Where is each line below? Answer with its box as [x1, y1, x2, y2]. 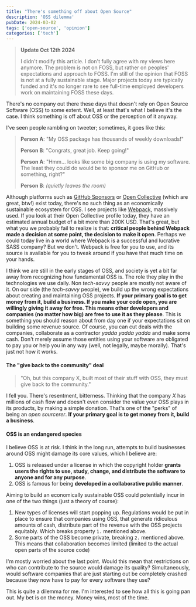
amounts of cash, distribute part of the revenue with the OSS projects [14, 521, 183, 528]
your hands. [6, 256, 35, 263]
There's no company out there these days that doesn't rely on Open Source [6, 100, 188, 107]
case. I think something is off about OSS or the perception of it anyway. [6, 113, 178, 120]
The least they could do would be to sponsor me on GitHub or [20, 165, 170, 172]
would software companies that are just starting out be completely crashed [6, 570, 187, 577]
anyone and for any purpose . [14, 473, 87, 481]
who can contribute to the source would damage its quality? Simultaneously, [6, 564, 190, 571]
